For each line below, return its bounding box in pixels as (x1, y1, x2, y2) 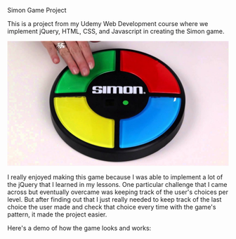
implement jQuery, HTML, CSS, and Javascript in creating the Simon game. (7, 27, 225, 35)
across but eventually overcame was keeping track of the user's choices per (7, 188, 229, 196)
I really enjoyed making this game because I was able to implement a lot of (7, 172, 223, 181)
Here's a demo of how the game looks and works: (7, 224, 152, 232)
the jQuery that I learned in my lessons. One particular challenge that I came (7, 180, 228, 188)
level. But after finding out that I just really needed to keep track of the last (7, 195, 222, 203)
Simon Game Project (7, 6, 67, 14)
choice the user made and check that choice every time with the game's (7, 202, 216, 211)
